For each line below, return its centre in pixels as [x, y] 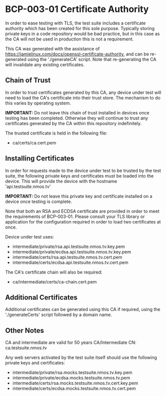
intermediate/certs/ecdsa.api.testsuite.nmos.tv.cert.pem [70, 262]
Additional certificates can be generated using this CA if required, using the [83, 309]
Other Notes [24, 330]
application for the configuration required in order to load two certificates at [83, 221]
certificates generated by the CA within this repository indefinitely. [73, 123]
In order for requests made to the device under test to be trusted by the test [83, 170]
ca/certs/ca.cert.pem [34, 142]
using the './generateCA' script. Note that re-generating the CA [92, 59]
